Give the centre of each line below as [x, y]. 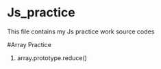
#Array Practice [29, 44]
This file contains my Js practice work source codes [81, 31]
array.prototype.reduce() [52, 58]
